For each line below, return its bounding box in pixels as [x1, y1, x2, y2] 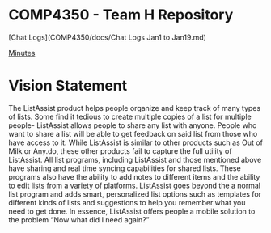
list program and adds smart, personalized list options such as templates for [8, 189, 261, 199]
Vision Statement [8, 77, 128, 95]
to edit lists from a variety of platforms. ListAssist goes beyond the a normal [8, 180, 261, 190]
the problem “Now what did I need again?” [8, 214, 150, 224]
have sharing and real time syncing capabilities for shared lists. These [8, 163, 241, 173]
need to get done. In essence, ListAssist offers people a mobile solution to [8, 206, 256, 216]
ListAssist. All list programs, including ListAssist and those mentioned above [8, 155, 262, 164]
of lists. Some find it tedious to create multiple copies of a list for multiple [8, 112, 252, 121]
